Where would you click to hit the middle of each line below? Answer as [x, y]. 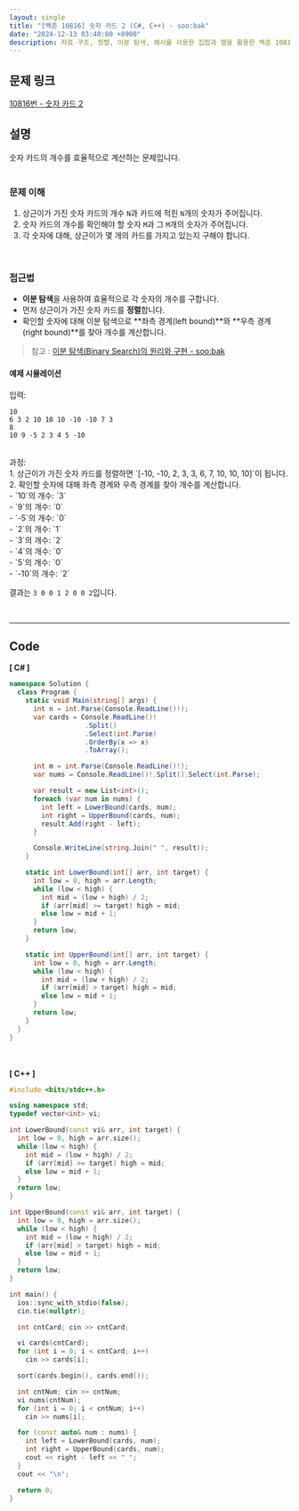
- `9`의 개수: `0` [36, 506]
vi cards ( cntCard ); [53, 1343]
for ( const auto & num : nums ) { [77, 1433]
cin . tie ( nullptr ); [52, 1311]
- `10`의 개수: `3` [38, 496]
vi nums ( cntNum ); [49, 1400]
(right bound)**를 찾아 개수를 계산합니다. [94, 332]
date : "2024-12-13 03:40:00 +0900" [75, 34]
